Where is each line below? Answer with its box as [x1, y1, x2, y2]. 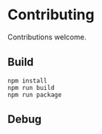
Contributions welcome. [7, 32, 87, 42]
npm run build [7, 83, 55, 91]
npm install [7, 76, 47, 85]
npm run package [7, 91, 62, 99]
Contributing [7, 6, 95, 24]
